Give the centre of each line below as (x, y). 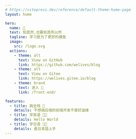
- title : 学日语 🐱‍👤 (28, 124)
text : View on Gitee (39, 74)
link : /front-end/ (37, 92)
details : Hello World (36, 120)
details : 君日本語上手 (35, 129)
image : (16, 42)
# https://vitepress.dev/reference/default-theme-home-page (68, 10)
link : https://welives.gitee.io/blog (57, 79)
